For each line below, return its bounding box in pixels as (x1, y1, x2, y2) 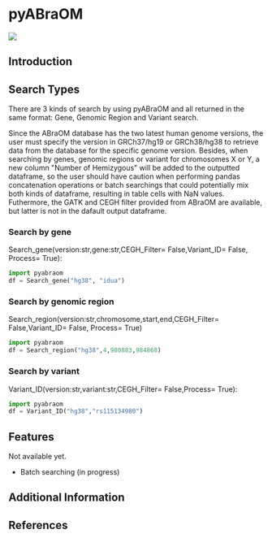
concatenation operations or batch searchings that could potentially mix (8, 180, 249, 190)
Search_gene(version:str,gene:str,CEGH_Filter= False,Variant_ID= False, (8, 245, 248, 254)
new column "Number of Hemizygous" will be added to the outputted (8, 163, 240, 173)
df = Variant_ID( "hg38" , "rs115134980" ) (8, 407, 144, 415)
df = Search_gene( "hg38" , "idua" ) (8, 277, 126, 285)
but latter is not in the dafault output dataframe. (8, 206, 167, 216)
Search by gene (8, 227, 71, 238)
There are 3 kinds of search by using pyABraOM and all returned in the (8, 104, 245, 114)
